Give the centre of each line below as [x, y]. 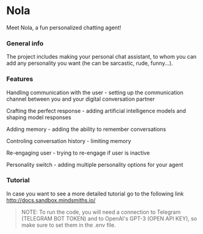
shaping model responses [39, 117]
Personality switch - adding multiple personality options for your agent [95, 164]
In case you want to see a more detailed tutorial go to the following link [95, 194]
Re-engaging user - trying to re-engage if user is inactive [78, 153]
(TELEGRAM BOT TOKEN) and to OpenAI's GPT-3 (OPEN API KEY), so [109, 218]
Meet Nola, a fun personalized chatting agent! [64, 27]
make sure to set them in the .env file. [69, 225]
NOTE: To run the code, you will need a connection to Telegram [101, 212]
